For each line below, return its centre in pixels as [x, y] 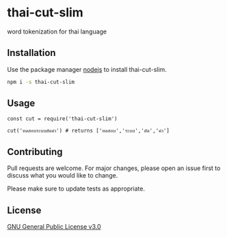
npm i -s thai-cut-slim [41, 82]
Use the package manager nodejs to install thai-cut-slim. [87, 69]
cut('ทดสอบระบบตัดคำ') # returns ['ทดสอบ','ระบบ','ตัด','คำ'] [88, 131]
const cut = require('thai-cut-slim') [62, 119]
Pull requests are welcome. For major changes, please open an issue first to [114, 168]
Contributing [35, 152]
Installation [31, 53]
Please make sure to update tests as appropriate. [76, 189]
